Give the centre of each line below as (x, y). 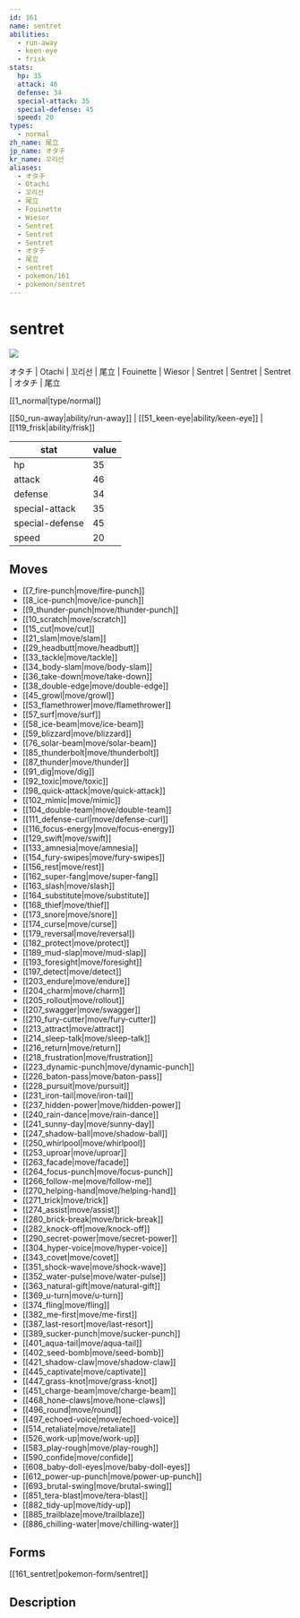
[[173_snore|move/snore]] (70, 914)
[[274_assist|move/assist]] (71, 1210)
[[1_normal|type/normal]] (55, 401)
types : (21, 126)
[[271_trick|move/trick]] (65, 1200)
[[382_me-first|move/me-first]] (80, 1315)
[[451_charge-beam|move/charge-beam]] (99, 1391)
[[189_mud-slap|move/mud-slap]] (84, 953)
